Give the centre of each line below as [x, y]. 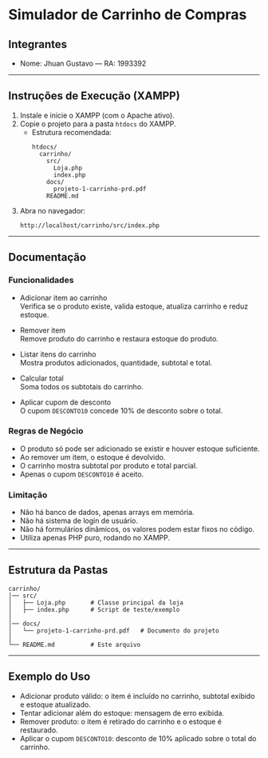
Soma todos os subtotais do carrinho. [81, 386]
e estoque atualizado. [55, 704]
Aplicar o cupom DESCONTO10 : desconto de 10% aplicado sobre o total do [138, 738]
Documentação [47, 257]
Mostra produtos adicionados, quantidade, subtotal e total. [116, 362]
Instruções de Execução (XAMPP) [95, 96]
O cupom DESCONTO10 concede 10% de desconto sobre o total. [121, 410]
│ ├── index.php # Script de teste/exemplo [94, 609]
